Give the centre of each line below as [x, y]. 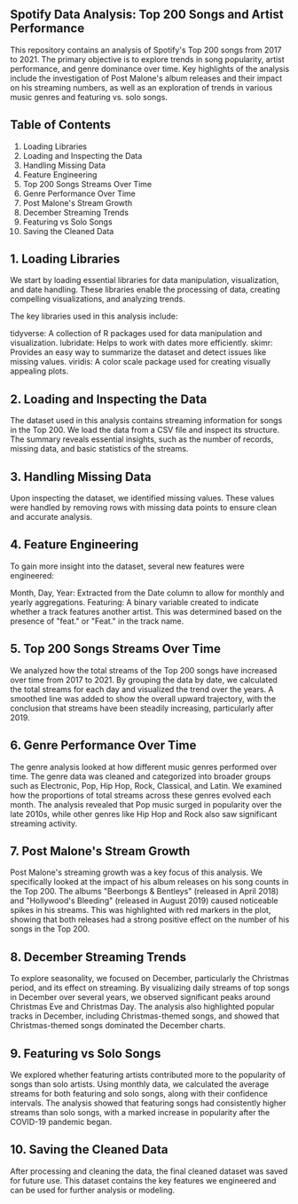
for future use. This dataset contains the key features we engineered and [143, 1180]
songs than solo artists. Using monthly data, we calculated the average [140, 1084]
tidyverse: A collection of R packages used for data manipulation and [136, 334]
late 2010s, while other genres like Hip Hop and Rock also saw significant [144, 814]
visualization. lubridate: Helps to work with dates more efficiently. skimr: [141, 343]
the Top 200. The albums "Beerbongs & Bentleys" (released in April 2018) [145, 892]
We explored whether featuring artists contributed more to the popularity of [148, 1074]
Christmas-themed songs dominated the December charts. [118, 1026]
